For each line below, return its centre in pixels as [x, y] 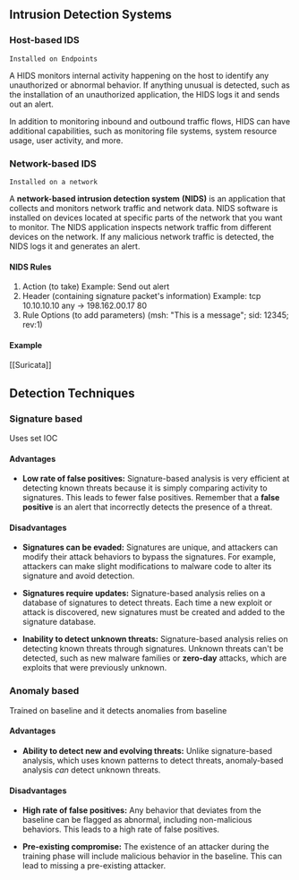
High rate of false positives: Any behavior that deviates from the [141, 810]
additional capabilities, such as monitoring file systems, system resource [143, 131]
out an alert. [31, 104]
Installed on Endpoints [54, 59]
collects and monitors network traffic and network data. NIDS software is [144, 208]
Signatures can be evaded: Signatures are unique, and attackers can [150, 547]
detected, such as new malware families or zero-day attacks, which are [154, 658]
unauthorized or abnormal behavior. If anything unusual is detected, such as [150, 85]
